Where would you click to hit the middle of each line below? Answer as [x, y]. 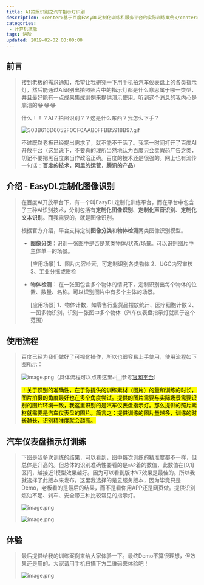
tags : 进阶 [19, 35]
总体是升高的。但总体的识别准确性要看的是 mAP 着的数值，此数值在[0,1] [107, 465]
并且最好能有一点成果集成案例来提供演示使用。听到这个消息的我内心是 [109, 97]
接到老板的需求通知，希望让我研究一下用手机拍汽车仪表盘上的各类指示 [109, 82]
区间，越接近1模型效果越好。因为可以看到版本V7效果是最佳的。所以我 [108, 472]
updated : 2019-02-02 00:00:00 [45, 40]
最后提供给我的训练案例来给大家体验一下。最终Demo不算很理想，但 [106, 556]
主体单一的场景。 [52, 251]
